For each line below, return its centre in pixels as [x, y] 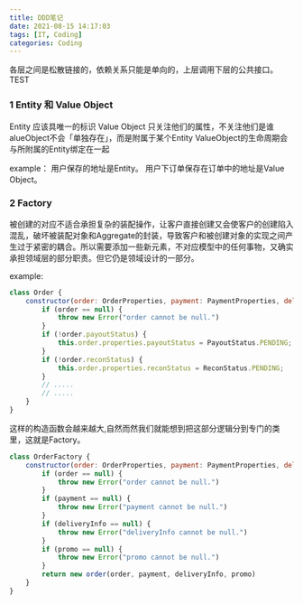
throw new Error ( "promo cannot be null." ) [138, 558]
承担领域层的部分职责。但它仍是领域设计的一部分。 [104, 257]
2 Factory [31, 203]
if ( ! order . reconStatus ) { [92, 359]
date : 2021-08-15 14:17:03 [60, 26]
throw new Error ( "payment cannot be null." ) [142, 507]
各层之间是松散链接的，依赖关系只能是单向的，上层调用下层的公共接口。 [143, 70]
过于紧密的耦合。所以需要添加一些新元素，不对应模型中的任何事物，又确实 [155, 246]
